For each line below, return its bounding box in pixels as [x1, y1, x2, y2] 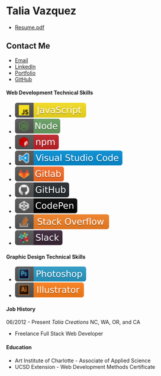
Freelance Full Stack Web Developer [14, 330, 104, 337]
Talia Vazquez [6, 4, 77, 18]
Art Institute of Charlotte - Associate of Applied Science [14, 357, 151, 364]
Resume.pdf [14, 24, 45, 31]
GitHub [14, 75, 33, 82]
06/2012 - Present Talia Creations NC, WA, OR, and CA [6, 318, 141, 326]
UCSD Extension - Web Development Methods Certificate [14, 363, 156, 370]
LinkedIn [14, 63, 36, 70]
